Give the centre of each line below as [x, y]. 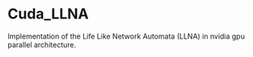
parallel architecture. [42, 44]
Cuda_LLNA [48, 14]
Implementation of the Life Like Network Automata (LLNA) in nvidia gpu [126, 36]
